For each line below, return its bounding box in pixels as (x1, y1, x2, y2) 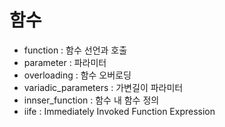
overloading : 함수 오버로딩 (23, 69, 132, 81)
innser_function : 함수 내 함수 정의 (23, 94, 160, 106)
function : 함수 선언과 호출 (23, 44, 128, 56)
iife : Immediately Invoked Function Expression (23, 105, 216, 117)
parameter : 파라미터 (23, 56, 107, 68)
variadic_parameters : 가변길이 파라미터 (23, 81, 184, 93)
